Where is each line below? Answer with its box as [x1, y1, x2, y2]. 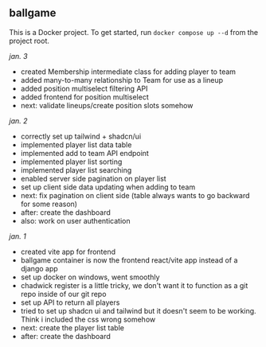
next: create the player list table [20, 322, 124, 333]
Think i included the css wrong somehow [20, 314, 156, 324]
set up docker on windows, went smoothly [20, 272, 160, 282]
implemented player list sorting [20, 157, 123, 166]
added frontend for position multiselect [20, 92, 150, 102]
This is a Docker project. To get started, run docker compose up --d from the [9, 27, 258, 37]
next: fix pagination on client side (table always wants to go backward [20, 190, 250, 200]
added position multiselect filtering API [20, 84, 148, 93]
